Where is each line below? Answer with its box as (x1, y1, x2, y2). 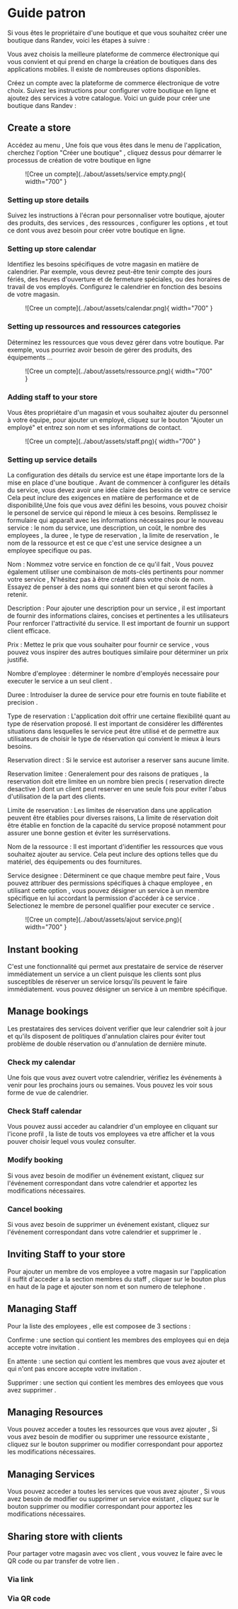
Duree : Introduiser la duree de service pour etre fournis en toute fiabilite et (7, 690, 227, 699)
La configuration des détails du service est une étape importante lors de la (7, 471, 225, 480)
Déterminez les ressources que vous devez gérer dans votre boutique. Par (7, 337, 225, 346)
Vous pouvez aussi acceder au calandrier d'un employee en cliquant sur (7, 1122, 218, 1131)
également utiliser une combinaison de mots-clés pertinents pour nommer (7, 568, 225, 576)
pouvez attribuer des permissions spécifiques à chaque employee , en (7, 879, 212, 887)
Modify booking (7, 1155, 64, 1165)
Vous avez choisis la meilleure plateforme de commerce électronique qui (7, 50, 220, 58)
